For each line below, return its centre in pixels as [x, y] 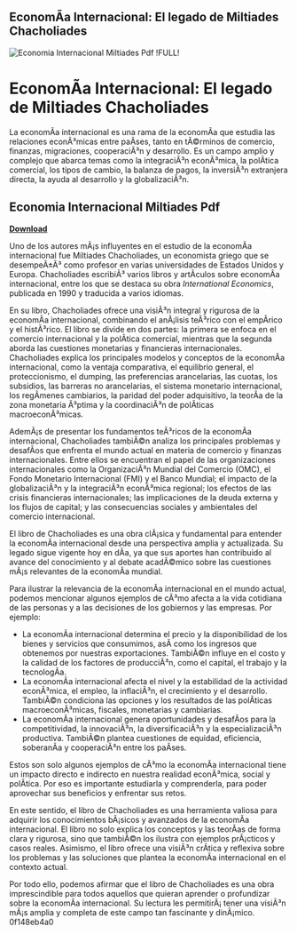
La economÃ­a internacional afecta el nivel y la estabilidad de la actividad [155, 681]
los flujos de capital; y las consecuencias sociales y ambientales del [133, 507]
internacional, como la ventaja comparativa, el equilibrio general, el [132, 367]
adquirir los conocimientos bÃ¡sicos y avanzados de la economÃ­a [129, 819]
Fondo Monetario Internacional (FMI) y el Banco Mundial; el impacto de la [143, 478]
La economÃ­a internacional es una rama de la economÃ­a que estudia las [142, 132]
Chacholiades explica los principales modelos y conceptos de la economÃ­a [147, 357]
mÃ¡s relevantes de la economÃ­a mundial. [86, 571]
